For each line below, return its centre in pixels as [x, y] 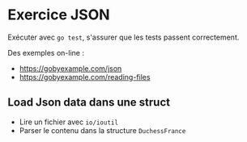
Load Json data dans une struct [89, 102]
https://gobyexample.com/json [70, 68]
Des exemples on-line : [46, 52]
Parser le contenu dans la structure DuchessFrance [102, 130]
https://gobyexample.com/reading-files [85, 77]
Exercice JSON [59, 15]
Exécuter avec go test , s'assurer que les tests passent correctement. [123, 37]
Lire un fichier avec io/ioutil [69, 122]
